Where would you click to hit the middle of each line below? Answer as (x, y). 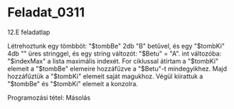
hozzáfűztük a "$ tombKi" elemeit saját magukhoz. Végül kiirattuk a (105, 76)
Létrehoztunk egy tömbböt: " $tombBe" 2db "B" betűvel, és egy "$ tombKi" (116, 46)
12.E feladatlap (29, 32)
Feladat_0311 (46, 12)
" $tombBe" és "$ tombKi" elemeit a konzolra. (73, 83)
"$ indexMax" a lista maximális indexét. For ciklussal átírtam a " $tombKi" (113, 61)
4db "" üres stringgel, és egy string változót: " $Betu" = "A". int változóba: (115, 53)
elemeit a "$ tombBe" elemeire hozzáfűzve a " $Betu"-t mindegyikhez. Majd (117, 68)
